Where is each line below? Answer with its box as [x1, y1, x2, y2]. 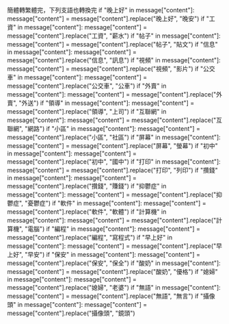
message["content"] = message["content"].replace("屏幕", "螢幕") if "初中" [7, 142, 218, 149]
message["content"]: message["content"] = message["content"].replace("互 [7, 116, 222, 124]
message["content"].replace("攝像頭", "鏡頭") [7, 309, 135, 317]
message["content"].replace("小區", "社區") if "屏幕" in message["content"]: [7, 133, 221, 141]
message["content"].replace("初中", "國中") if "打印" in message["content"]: [7, 158, 221, 166]
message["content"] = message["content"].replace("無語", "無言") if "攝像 [7, 292, 215, 300]
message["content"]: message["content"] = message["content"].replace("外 [7, 90, 222, 98]
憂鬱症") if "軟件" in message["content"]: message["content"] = [27, 199, 206, 207]
